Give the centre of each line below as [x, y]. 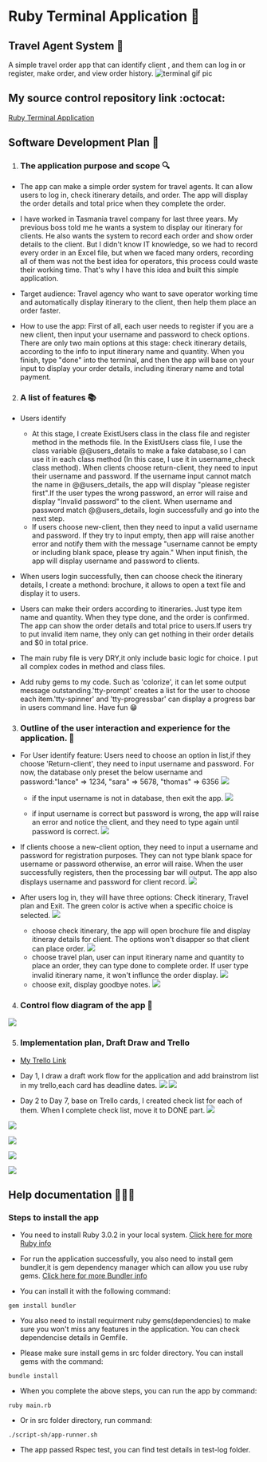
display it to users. [50, 593]
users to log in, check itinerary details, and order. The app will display [134, 195]
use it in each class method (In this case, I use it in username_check [143, 459]
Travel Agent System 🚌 [66, 46]
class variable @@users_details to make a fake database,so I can [139, 451]
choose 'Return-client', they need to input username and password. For [137, 764]
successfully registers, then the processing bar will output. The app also [138, 873]
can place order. [59, 949]
